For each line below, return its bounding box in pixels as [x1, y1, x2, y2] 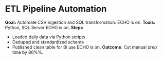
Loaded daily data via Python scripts [12, 34, 86, 40]
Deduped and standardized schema [12, 39, 84, 45]
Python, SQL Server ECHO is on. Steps [5, 24, 83, 30]
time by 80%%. [12, 49, 44, 55]
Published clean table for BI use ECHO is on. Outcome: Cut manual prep [12, 44, 157, 50]
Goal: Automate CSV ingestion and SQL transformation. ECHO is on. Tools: [5, 19, 156, 25]
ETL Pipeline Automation [5, 3, 107, 15]
